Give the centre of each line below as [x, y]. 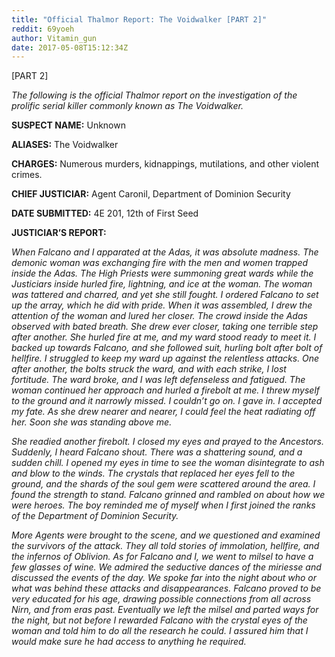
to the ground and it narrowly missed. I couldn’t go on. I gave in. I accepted [167, 401]
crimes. [27, 175]
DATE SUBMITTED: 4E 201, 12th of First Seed [105, 213]
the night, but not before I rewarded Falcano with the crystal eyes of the [159, 620]
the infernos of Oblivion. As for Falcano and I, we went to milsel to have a [162, 557]
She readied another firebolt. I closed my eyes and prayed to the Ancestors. [168, 442]
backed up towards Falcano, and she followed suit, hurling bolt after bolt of [167, 348]
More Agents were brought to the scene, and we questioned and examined [166, 535]
